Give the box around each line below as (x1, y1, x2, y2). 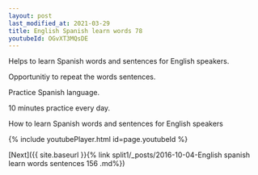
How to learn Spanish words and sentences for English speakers (8, 119, 224, 129)
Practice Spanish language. (8, 88, 99, 98)
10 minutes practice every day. (8, 103, 111, 113)
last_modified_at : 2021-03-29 (8, 19, 111, 27)
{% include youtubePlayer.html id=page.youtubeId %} (8, 135, 188, 144)
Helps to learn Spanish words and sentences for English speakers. (8, 56, 230, 66)
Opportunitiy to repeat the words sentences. (8, 72, 156, 81)
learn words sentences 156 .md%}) (8, 159, 125, 169)
